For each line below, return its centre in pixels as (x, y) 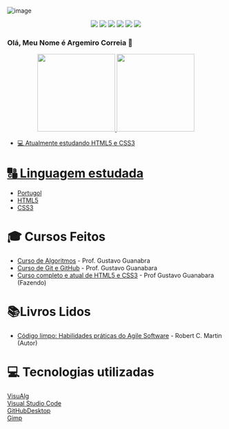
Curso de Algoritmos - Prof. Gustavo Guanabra (83, 261)
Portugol (29, 193)
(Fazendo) (32, 283)
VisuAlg (18, 396)
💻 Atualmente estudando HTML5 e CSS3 (76, 143)
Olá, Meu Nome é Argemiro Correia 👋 (70, 43)
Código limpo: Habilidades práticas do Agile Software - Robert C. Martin (119, 336)
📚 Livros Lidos (49, 312)
